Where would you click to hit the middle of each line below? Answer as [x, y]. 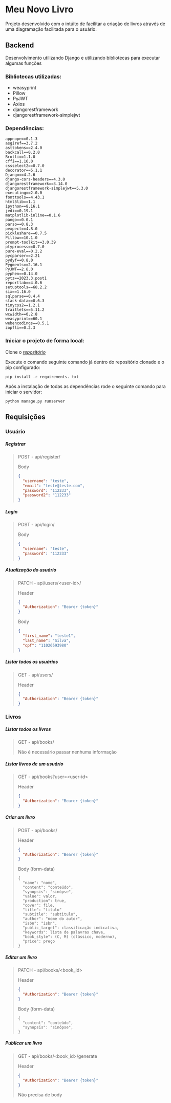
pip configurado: [23, 367]
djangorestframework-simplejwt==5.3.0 [47, 189]
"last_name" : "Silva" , [47, 640]
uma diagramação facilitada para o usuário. [51, 29]
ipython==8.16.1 [23, 207]
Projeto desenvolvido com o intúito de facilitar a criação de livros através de [85, 24]
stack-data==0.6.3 [25, 301]
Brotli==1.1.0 [20, 157]
